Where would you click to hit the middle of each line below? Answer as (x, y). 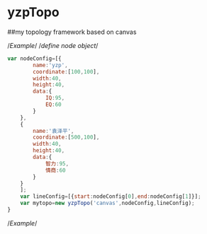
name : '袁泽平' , (54, 131)
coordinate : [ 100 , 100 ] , (66, 71)
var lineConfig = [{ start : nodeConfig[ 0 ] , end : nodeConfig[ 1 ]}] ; (111, 197)
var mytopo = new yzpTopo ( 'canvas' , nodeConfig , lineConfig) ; (107, 203)
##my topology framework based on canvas (72, 32)
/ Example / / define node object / (53, 45)
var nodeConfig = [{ (34, 58)
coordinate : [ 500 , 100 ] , (66, 138)
